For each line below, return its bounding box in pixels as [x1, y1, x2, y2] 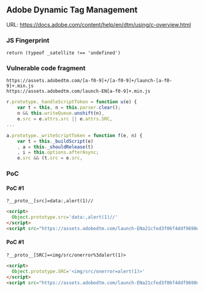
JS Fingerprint [6, 36, 50, 44]
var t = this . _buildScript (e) [17, 138, 94, 144]
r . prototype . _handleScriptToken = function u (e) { [6, 99, 137, 105]
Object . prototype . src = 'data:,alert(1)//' [12, 214, 118, 220]
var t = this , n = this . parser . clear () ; [17, 104, 121, 111]
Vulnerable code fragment [6, 64, 86, 72]
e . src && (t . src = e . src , [17, 155, 83, 161]
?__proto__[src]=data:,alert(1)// [6, 198, 94, 204]
